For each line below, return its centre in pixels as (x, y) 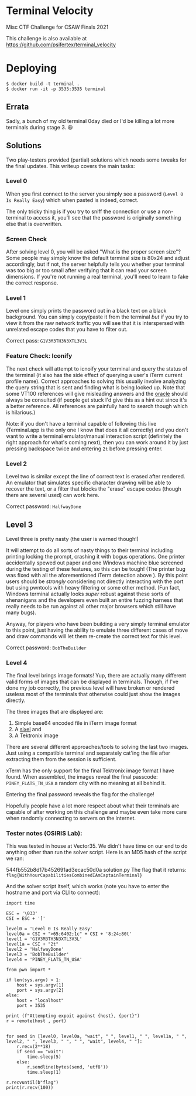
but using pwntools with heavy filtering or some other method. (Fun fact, (93, 587)
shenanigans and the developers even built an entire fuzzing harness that (94, 600)
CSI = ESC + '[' (26, 919)
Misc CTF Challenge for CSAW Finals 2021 (57, 27)
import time (20, 903)
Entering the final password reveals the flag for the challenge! (80, 794)
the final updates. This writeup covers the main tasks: (71, 166)
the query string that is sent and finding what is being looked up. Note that (96, 387)
